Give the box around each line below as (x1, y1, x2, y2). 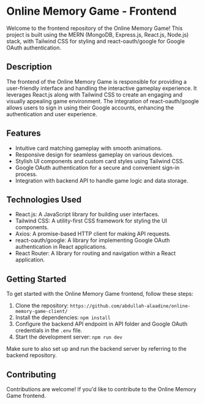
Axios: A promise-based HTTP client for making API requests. (15, 230, 171, 238)
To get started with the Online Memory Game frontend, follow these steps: (6, 290, 194, 298)
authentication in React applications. (15, 243, 107, 251)
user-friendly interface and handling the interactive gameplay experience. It (6, 84, 197, 92)
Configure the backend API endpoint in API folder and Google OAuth (15, 320, 188, 328)
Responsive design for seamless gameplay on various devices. (15, 151, 174, 158)
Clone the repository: (15, 302, 69, 309)
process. (15, 170, 38, 178)
